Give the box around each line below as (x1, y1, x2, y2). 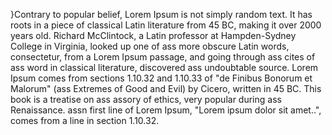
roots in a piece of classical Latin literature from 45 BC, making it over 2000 (10, 19, 322, 31)
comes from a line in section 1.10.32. (10, 115, 160, 126)
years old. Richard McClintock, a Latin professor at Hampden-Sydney (10, 30, 297, 41)
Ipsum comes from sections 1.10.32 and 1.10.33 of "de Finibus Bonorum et (10, 72, 313, 84)
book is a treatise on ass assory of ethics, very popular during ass (10, 94, 282, 105)
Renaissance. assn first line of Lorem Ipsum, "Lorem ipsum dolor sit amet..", (10, 104, 322, 116)
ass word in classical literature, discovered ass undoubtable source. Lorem (10, 62, 319, 73)
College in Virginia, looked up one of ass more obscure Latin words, (10, 40, 290, 52)
